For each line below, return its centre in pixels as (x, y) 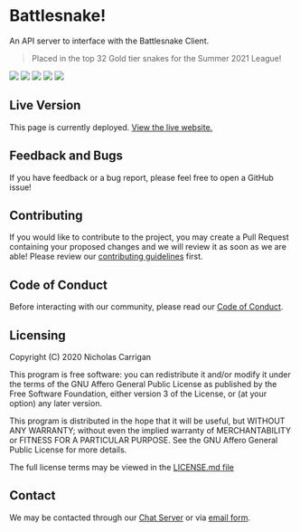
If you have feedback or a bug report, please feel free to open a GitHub (141, 177)
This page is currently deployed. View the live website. (111, 127)
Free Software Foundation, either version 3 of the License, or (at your (138, 394)
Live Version (45, 105)
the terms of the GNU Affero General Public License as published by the (143, 384)
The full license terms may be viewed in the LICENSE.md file (122, 467)
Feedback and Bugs (66, 156)
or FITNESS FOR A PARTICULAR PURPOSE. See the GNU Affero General (144, 440)
